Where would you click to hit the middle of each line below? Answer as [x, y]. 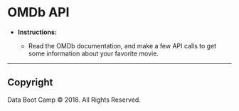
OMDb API [38, 12]
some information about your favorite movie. [93, 53]
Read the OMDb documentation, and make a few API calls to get [122, 46]
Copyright [30, 83]
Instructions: [37, 32]
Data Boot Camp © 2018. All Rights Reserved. [74, 100]
